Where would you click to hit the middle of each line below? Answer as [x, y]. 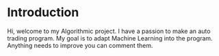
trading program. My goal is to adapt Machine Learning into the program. [110, 38]
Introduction [43, 12]
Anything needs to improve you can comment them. [80, 45]
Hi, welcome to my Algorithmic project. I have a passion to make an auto [109, 31]
